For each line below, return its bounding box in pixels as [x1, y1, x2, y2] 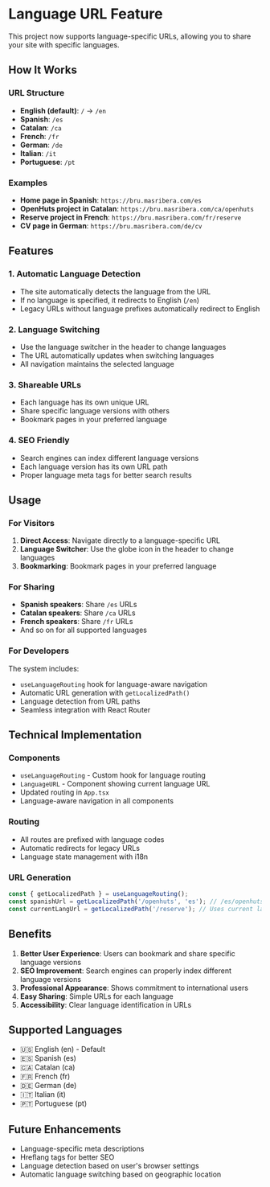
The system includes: [8, 663, 80, 673]
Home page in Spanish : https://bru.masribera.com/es [19, 195, 202, 205]
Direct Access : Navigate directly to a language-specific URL [19, 536, 221, 545]
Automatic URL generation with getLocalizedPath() [19, 688, 190, 697]
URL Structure [8, 88, 65, 99]
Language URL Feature [8, 5, 163, 23]
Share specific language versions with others [19, 406, 170, 416]
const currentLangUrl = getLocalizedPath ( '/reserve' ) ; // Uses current [8, 905, 253, 913]
